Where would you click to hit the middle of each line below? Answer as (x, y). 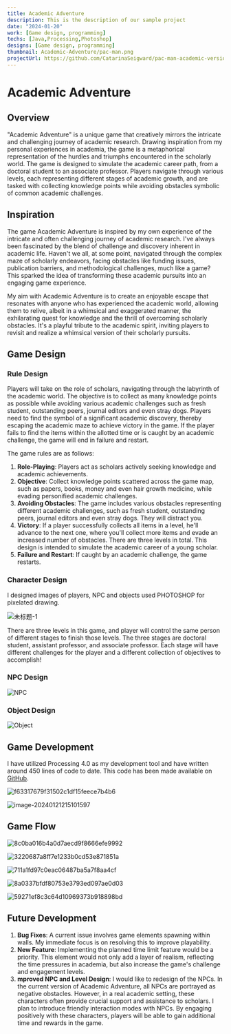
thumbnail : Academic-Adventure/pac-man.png (70, 52)
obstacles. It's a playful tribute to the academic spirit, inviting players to (108, 325)
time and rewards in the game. (60, 1023)
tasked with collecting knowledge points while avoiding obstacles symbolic (113, 185)
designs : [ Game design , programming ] (61, 45)
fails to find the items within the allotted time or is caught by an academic (111, 433)
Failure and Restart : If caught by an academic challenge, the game (112, 555)
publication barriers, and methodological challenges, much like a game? (109, 268)
